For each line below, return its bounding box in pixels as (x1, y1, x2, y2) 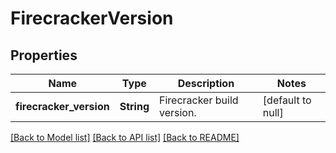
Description (177, 77, 235, 90)
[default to (262, 93, 312, 107)
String (119, 100, 150, 113)
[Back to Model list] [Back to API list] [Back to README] (10, 132, 240, 143)
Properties (10, 47, 78, 64)
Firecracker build (158, 93, 239, 107)
